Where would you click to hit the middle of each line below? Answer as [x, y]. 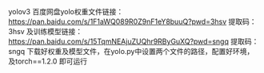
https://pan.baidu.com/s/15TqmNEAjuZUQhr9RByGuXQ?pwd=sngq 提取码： [134, 41]
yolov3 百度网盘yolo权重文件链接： [66, 12]
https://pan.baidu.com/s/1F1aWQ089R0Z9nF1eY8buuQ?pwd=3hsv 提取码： [133, 21]
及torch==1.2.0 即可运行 [48, 61]
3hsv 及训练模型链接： [46, 31]
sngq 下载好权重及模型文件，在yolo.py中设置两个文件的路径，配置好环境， [131, 51]
